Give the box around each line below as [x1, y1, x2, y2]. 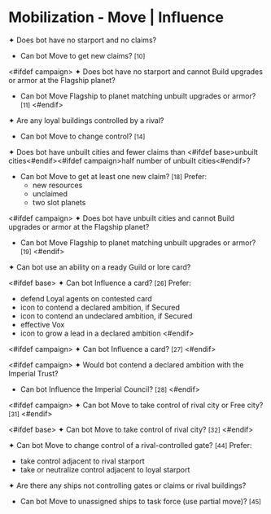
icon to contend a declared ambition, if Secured [20, 302, 181, 312]
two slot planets [32, 197, 86, 207]
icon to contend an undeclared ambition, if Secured [20, 310, 193, 321]
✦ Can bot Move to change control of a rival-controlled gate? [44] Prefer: [8, 440, 252, 450]
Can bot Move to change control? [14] [20, 131, 146, 141]
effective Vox [20, 319, 65, 329]
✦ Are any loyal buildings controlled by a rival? [8, 115, 164, 125]
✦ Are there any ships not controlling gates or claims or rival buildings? [8, 481, 247, 490]
